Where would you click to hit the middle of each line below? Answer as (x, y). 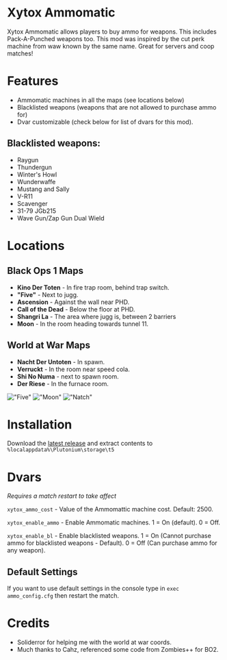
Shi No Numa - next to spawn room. (68, 376)
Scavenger (32, 203)
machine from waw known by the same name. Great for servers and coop (111, 46)
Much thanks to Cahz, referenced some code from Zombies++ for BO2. (118, 650)
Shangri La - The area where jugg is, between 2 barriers (96, 316)
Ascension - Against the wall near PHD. (73, 302)
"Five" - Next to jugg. (48, 294)
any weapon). (26, 550)
